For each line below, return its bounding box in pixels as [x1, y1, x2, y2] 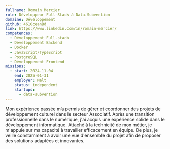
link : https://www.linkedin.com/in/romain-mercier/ [5, 26, 117, 31]
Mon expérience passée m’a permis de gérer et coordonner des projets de [5, 106, 161, 112]
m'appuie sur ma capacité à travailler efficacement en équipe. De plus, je [5, 127, 158, 133]
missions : [5, 64, 26, 69]
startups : [14, 87, 36, 92]
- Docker [10, 45, 28, 50]
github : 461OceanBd [5, 21, 47, 27]
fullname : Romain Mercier [5, 7, 60, 13]
